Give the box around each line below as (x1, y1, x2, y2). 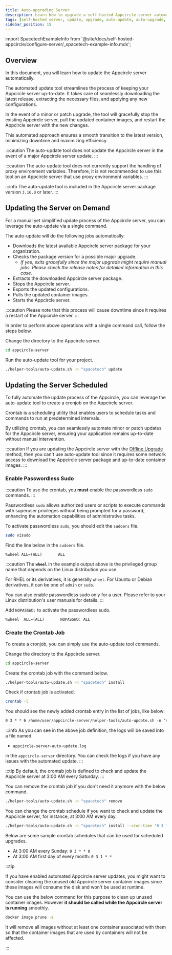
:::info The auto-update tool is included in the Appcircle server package (5, 184, 156, 190)
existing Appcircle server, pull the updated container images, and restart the (5, 117, 166, 123)
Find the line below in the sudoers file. (5, 542, 84, 548)
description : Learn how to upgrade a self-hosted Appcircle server (5, 12, 153, 17)
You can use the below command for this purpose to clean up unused (5, 894, 153, 900)
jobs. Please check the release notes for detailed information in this (20, 264, 163, 270)
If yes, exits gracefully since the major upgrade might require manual (20, 259, 166, 265)
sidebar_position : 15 (5, 21, 52, 27)
